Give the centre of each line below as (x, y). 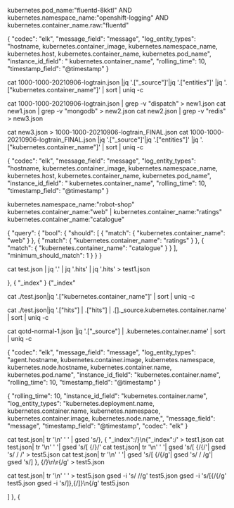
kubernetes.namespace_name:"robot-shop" (71, 204)
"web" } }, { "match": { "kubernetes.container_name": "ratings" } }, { (106, 240)
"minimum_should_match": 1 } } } (54, 255)
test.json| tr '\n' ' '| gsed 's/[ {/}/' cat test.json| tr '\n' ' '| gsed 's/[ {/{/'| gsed (117, 447)
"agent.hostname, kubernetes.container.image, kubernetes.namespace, (111, 360)
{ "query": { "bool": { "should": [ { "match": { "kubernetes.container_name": (116, 233)
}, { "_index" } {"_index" (41, 283)
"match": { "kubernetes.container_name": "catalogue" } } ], (92, 248)
